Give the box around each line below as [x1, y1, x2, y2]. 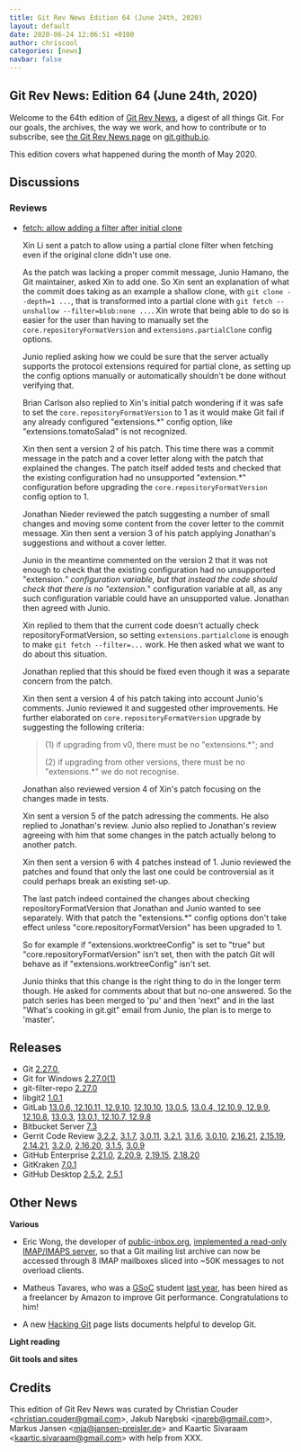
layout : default [9, 22, 70, 31]
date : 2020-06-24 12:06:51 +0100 [9, 30, 135, 39]
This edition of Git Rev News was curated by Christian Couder [9, 1403, 239, 1414]
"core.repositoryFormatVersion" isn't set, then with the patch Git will [22, 948, 276, 959]
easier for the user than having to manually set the [22, 314, 209, 325]
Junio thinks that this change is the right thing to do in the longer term [22, 975, 281, 986]
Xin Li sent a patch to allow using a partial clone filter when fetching [22, 239, 274, 250]
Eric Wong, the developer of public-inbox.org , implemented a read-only [22, 1236, 288, 1247]
